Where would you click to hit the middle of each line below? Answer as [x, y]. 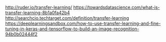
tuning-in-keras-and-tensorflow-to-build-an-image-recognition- [72, 29]
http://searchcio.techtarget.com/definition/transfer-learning [67, 18]
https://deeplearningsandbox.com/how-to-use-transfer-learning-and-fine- [83, 23]
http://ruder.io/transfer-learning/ [39, 7]
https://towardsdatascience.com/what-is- [116, 7]
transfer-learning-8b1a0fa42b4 [38, 13]
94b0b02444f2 [21, 34]
